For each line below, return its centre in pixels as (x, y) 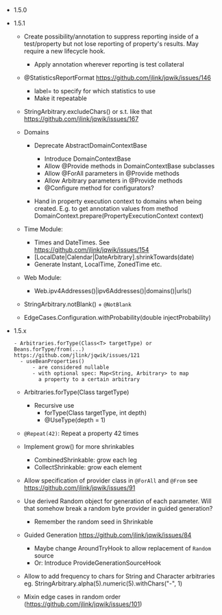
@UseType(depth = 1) (75, 420)
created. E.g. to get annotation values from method (106, 208)
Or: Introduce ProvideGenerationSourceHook (97, 563)
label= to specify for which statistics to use (95, 91)
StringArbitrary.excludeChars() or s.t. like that (88, 112)
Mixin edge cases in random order (72, 597)
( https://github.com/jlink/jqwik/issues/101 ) (83, 604)
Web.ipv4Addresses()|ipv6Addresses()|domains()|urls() (113, 291)
